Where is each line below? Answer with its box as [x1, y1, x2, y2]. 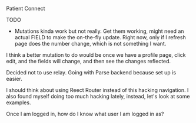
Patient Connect [6, 5, 45, 12]
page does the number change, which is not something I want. [14, 40, 167, 47]
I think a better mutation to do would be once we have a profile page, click [6, 52, 186, 58]
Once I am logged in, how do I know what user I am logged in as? [6, 111, 164, 117]
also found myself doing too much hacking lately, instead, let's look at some [6, 93, 190, 100]
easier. [6, 76, 22, 82]
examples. [6, 99, 31, 106]
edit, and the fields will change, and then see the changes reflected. [6, 58, 171, 64]
